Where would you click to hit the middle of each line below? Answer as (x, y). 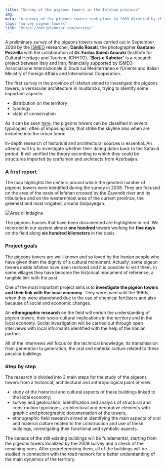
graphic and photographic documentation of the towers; (69, 413)
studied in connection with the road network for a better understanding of (80, 454)
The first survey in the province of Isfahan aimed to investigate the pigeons (82, 83)
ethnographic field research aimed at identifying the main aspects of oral (86, 418)
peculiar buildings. (24, 353)
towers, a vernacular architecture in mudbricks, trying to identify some (77, 88)
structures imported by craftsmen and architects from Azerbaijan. (72, 159)
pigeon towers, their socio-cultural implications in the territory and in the (79, 318)
